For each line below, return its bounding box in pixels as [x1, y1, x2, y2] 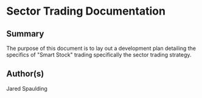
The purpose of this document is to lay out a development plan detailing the [6, 44, 197, 52]
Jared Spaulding [6, 85, 47, 92]
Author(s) [6, 69, 44, 79]
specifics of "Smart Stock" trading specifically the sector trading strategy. [6, 51, 192, 58]
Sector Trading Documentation [6, 4, 166, 18]
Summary [6, 29, 44, 39]
